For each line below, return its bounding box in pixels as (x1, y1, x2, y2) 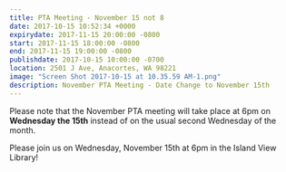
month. (9, 124, 36, 136)
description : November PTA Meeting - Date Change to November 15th (9, 81, 271, 90)
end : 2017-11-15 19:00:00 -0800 (9, 47, 132, 56)
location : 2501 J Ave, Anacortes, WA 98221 (9, 64, 177, 73)
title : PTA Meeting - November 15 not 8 (9, 13, 165, 23)
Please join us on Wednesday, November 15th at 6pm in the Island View (9, 142, 277, 153)
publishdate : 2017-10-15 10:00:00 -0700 (9, 55, 165, 64)
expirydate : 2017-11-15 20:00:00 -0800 (9, 30, 161, 39)
